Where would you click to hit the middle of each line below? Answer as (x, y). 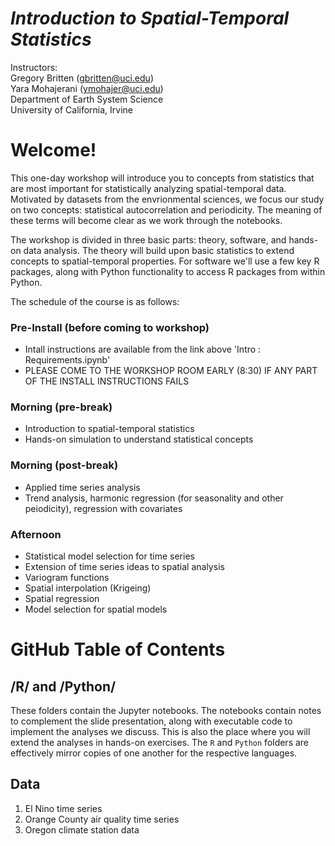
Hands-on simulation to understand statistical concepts (139, 439)
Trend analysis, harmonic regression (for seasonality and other (154, 498)
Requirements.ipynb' (67, 360)
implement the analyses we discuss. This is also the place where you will (160, 732)
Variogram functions (67, 578)
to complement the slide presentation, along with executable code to (151, 721)
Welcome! (53, 150)
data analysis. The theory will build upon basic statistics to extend (159, 250)
